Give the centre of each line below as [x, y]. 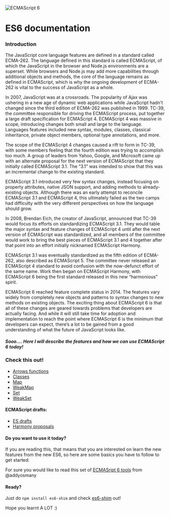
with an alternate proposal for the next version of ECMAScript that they [79, 161]
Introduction [21, 44]
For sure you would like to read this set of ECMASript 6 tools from [74, 470]
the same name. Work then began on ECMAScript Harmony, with [73, 271]
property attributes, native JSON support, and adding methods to [73, 187]
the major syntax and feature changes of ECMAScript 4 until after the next [83, 229]
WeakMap [23, 387]
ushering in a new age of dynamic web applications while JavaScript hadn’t [84, 103]
